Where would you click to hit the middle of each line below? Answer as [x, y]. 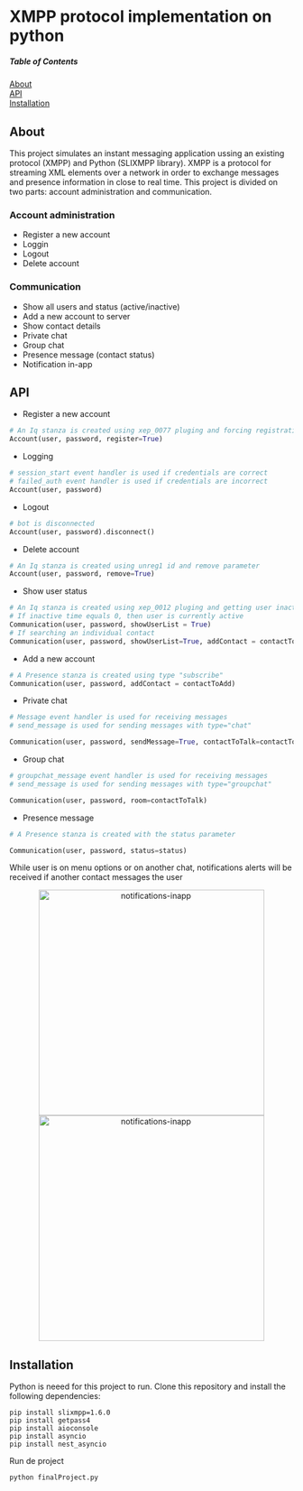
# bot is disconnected [52, 523]
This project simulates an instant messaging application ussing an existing [147, 153]
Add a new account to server [76, 316]
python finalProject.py [54, 1477]
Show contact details [61, 326]
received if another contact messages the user [96, 877]
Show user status [55, 591]
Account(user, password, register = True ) [87, 440]
